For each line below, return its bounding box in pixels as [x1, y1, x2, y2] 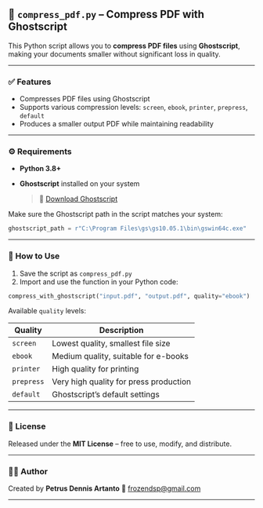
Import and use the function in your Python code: [19, 276, 178, 287]
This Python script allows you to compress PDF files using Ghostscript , [8, 41, 240, 50]
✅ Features [8, 76, 52, 87]
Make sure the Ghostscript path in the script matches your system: [8, 210, 223, 219]
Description [99, 325, 144, 336]
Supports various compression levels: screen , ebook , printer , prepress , [19, 103, 248, 112]
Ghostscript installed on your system [19, 179, 140, 188]
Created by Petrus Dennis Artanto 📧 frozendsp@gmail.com [8, 484, 201, 493]
